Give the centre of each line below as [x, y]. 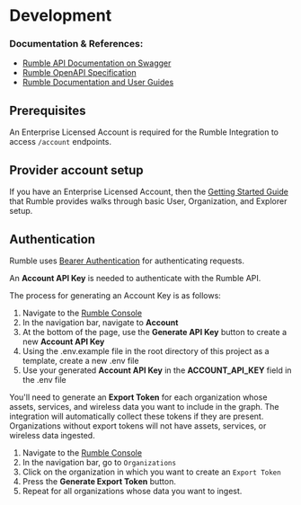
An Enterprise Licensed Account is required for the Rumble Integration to [144, 132]
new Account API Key [63, 341]
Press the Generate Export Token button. [99, 481]
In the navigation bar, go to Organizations [99, 462]
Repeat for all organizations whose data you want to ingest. [132, 491]
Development [61, 16]
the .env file [44, 379]
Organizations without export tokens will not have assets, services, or [138, 425]
